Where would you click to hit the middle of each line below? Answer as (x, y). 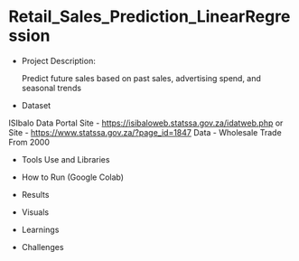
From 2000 (29, 142)
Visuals (35, 212)
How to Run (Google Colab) (72, 177)
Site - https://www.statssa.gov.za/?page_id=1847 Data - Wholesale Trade (145, 132)
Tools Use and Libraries (65, 159)
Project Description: (58, 61)
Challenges (42, 247)
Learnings (40, 229)
